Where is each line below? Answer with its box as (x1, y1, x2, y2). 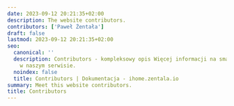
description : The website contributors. (7, 17, 127, 24)
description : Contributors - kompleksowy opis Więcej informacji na (13, 56, 217, 63)
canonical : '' (13, 50, 54, 56)
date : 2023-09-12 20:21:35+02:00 (7, 10, 104, 17)
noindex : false (13, 68, 58, 75)
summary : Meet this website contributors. (7, 82, 132, 89)
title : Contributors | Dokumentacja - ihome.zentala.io (13, 75, 179, 82)
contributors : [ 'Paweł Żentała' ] (7, 23, 104, 30)
